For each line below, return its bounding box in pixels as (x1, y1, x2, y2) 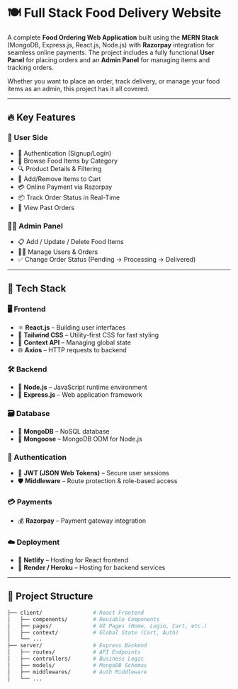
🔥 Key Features (7, 112, 76, 124)
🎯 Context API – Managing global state (17, 338, 131, 347)
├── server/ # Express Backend (7, 642, 147, 649)
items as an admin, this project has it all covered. (7, 84, 150, 93)
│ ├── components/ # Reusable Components (7, 615, 160, 623)
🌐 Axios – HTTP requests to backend (17, 345, 127, 354)
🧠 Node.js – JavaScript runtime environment (17, 383, 147, 391)
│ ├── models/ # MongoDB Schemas (7, 661, 147, 668)
